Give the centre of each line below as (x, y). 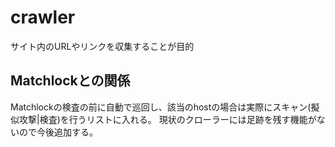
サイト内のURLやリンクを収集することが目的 (102, 46)
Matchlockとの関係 (70, 81)
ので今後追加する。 (58, 132)
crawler (43, 17)
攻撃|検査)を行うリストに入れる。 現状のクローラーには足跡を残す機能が (167, 119)
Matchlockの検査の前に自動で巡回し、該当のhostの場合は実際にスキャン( (161, 107)
